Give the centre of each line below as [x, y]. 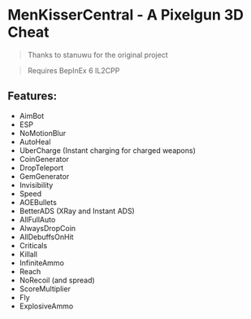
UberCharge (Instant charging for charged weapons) [107, 150]
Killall [28, 254]
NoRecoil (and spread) [57, 280]
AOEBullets [38, 202]
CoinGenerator [44, 159]
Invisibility [36, 185]
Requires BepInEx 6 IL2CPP [74, 70]
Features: [32, 96]
